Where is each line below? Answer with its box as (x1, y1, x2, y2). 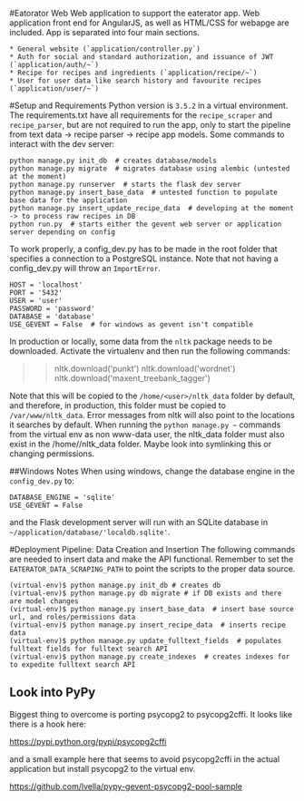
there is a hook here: (9, 718, 87, 729)
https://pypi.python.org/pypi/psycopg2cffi (9, 736, 167, 747)
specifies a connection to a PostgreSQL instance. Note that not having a (9, 253, 279, 264)
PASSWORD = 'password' (9, 304, 95, 313)
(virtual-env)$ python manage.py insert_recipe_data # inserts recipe (9, 620, 286, 630)
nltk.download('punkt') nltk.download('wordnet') (54, 363, 236, 374)
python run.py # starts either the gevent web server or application (9, 220, 282, 229)
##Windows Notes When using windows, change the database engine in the (9, 466, 295, 476)
